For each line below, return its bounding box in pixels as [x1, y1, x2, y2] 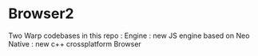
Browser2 [8, 5, 74, 23]
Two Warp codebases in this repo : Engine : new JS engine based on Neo [8, 31, 250, 40]
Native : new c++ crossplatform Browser [8, 39, 141, 48]
